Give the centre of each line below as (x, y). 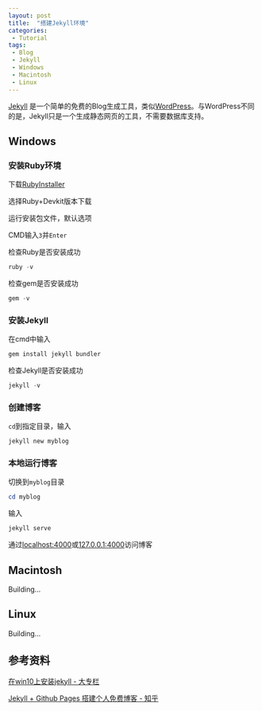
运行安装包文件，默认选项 (50, 218)
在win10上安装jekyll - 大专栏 (54, 681)
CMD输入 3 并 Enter (38, 235)
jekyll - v (25, 386)
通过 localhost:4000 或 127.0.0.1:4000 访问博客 (81, 545)
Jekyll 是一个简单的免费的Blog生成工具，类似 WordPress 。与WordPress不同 (132, 106)
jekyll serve (30, 529)
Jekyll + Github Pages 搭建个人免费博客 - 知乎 (83, 698)
